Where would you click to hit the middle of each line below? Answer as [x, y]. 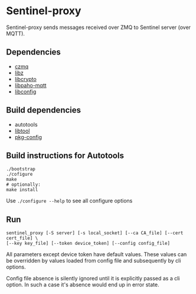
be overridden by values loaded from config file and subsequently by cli [94, 261]
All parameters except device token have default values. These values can [97, 254]
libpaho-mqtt [30, 85]
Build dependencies [44, 110]
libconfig [25, 91]
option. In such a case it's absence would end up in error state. [83, 285]
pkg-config [28, 137]
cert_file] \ [22, 238]
